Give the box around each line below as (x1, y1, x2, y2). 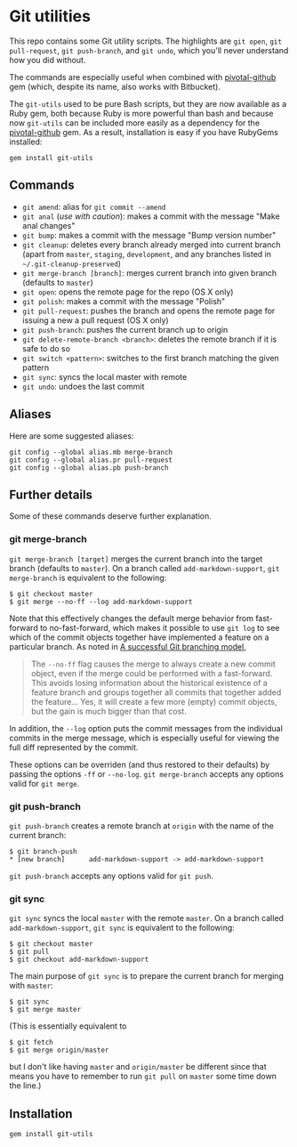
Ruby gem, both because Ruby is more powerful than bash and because (9, 108, 274, 118)
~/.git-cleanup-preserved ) (21, 258, 122, 269)
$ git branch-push (9, 847, 77, 856)
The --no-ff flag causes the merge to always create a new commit (30, 658, 276, 669)
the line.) (9, 1080, 42, 1091)
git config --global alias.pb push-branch (9, 463, 169, 473)
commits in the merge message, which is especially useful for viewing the (9, 732, 280, 743)
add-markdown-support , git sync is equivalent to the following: (9, 923, 236, 933)
